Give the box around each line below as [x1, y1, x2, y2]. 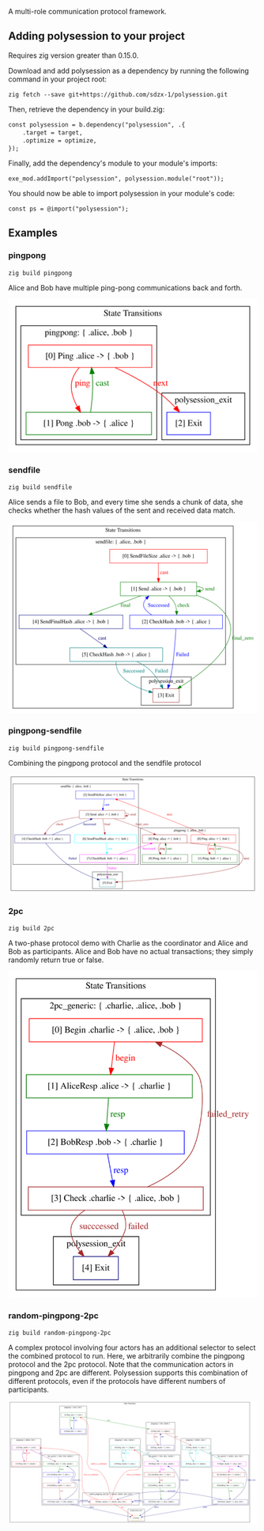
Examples [8, 226, 58, 240]
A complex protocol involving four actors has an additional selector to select [8, 1343, 256, 1352]
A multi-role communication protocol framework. [8, 7, 168, 16]
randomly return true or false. [8, 955, 104, 964]
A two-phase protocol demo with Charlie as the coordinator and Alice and [8, 938, 248, 948]
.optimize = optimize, [22, 136, 97, 145]
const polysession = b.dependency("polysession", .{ [8, 120, 186, 129]
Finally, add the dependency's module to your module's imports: [8, 158, 218, 168]
